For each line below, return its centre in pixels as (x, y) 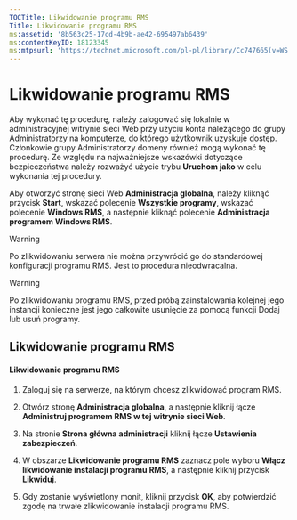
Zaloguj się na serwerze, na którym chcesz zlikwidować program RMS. (152, 389)
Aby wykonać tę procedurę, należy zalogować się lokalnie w (120, 119)
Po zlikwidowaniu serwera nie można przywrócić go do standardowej (136, 256)
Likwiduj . (39, 479)
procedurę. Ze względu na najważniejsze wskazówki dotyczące (126, 158)
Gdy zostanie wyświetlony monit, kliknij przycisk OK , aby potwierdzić (149, 496)
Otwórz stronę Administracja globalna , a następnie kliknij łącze (139, 407)
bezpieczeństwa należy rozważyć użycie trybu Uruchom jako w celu (136, 167)
